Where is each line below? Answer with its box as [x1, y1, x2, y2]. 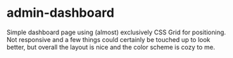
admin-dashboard [6, 5, 115, 21]
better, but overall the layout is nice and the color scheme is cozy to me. [6, 43, 215, 51]
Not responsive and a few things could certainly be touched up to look [6, 35, 210, 43]
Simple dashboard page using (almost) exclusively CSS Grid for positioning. [6, 28, 227, 36]
